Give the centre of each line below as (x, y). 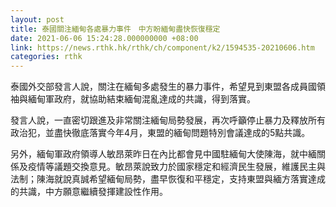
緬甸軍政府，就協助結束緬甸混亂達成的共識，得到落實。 (141, 99)
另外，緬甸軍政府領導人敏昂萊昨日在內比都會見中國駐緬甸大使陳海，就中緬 (163, 154)
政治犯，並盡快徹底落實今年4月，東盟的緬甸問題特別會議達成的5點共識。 (160, 133)
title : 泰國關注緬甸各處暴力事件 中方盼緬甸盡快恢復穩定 (115, 29)
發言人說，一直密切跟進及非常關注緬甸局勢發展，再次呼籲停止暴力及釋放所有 (168, 120)
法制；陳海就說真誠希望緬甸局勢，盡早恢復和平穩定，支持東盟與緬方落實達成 (168, 179)
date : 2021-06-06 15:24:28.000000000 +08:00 (104, 38)
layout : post (37, 19)
